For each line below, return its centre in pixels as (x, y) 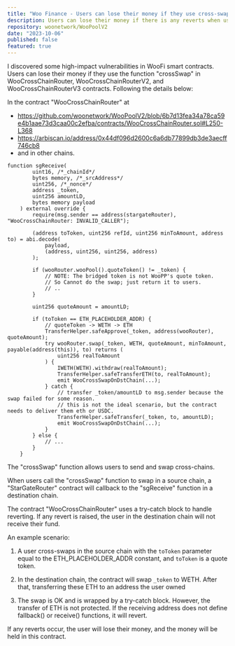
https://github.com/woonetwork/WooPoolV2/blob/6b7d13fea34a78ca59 (121, 116)
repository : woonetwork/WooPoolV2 (58, 27)
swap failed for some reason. (51, 399)
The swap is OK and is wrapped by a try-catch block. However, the (114, 600)
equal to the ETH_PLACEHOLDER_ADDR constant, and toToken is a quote (122, 558)
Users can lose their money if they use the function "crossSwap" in (104, 74)
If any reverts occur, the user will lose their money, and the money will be (113, 629)
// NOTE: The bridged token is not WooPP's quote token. (129, 276)
